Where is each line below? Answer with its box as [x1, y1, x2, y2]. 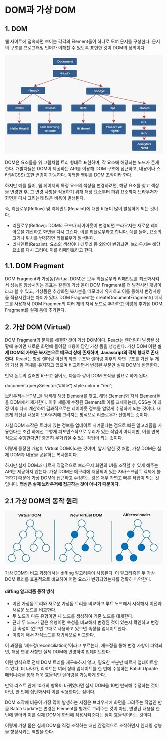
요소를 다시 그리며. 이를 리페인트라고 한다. [12, 247, 94, 253]
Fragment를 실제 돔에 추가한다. [5, 307, 66, 313]
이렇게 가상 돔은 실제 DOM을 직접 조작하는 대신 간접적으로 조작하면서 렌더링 [5, 722, 153, 728]
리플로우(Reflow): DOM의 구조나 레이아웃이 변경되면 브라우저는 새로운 [12, 222, 150, 228]
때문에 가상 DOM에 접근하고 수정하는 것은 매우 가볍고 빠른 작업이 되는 [18, 475, 154, 481]
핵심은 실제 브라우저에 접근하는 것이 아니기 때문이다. [19, 481, 120, 487]
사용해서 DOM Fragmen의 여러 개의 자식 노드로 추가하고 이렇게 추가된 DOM [14, 300, 163, 307]
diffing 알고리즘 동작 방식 [5, 588, 55, 594]
